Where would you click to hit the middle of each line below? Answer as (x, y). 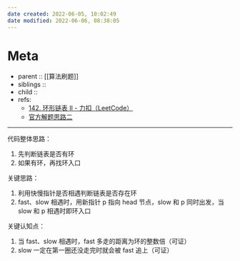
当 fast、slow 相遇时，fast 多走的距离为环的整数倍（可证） (104, 241)
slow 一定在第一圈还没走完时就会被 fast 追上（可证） (95, 250)
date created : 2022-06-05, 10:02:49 (62, 14)
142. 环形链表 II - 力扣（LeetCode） (81, 108)
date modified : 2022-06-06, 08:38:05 (64, 21)
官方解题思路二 (50, 117)
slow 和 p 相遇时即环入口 (54, 211)
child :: (27, 92)
